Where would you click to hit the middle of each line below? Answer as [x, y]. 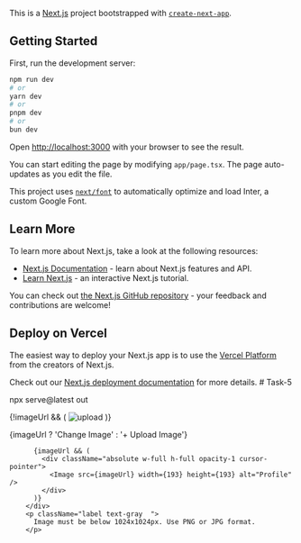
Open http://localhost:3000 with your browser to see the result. [127, 147]
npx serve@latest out [49, 399]
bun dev [24, 130]
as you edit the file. [77, 174]
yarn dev [26, 96]
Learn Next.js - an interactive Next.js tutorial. [105, 277]
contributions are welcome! [60, 304]
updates [25, 174]
